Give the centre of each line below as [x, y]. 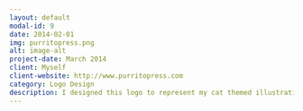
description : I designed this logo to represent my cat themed [131, 92]
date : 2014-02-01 [42, 34]
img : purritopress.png [52, 43]
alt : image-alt [38, 51]
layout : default [40, 17]
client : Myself [38, 68]
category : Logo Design [52, 84]
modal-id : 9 [32, 26]
